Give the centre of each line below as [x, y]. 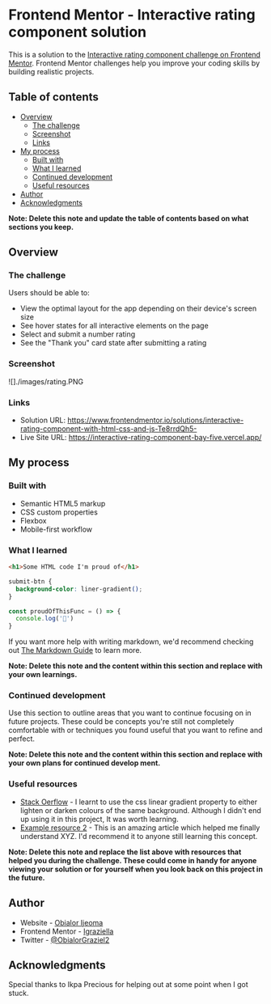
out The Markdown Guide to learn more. [75, 650]
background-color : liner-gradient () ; [79, 589]
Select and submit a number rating [78, 334]
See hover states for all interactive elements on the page [114, 326]
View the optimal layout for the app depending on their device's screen [138, 308]
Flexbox [33, 520]
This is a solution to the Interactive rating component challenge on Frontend [135, 54]
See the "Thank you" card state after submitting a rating [113, 343]
